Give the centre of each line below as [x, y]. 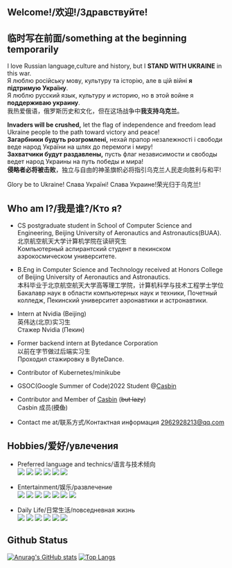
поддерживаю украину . [44, 103]
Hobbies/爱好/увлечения [63, 446]
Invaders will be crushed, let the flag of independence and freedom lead [111, 125]
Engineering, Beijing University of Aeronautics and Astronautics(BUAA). [119, 233]
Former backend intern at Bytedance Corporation [87, 343]
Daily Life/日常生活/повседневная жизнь [76, 510]
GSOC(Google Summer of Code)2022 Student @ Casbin [97, 386]
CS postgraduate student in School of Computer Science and [105, 226]
